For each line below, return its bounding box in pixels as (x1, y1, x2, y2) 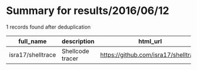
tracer (61, 54, 79, 62)
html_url (138, 37, 162, 45)
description (61, 37, 95, 45)
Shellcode (61, 47, 90, 55)
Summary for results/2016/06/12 (6, 4, 169, 17)
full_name (18, 37, 47, 45)
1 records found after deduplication (6, 23, 91, 30)
